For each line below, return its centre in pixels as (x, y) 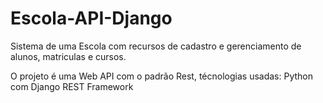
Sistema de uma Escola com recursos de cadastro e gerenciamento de (156, 46)
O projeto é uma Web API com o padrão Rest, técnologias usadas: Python (161, 76)
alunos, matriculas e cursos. (68, 56)
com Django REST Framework (72, 86)
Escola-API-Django (91, 18)
